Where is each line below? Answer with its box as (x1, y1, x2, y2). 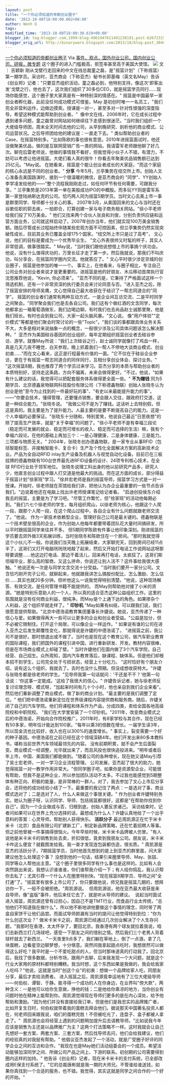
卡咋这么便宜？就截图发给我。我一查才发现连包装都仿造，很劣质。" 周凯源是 (5, 841, 163, 847)
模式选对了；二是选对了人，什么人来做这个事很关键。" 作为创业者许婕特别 (5, 791, 158, 797)
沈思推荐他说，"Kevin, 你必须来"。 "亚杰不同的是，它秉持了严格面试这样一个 (5, 275, 163, 281)
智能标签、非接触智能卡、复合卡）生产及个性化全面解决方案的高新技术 (9, 445, 155, 451)
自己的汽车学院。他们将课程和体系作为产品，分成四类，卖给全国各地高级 (14, 703, 164, 709)
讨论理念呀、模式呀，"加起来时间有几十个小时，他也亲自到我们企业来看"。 (9, 684, 164, 690)
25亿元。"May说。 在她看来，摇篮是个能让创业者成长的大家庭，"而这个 (5, 162, 152, 168)
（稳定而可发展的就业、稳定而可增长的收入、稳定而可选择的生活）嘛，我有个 (5, 426, 164, 432)
